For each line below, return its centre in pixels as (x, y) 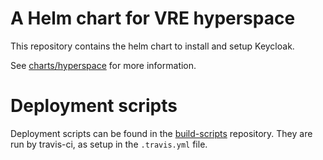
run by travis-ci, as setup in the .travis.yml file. (109, 144)
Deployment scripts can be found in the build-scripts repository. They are (161, 133)
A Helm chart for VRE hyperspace (153, 18)
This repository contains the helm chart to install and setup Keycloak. (152, 46)
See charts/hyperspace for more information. (103, 65)
